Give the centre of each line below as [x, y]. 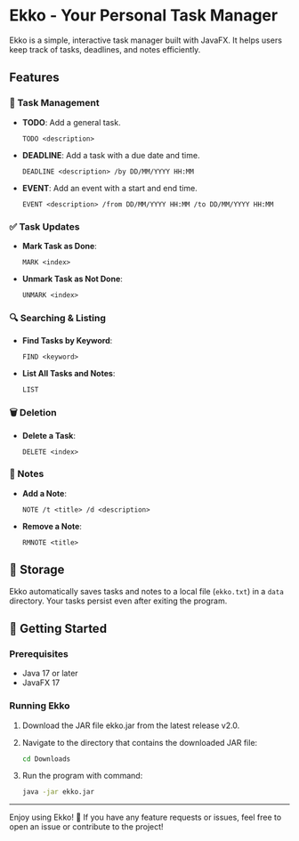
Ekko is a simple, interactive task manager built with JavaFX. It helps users [146, 40]
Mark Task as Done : [60, 246]
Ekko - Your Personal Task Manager [144, 16]
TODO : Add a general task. [72, 122]
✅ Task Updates [44, 226]
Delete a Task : [48, 435]
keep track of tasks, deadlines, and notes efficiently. [105, 49]
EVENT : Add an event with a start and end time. [109, 188]
